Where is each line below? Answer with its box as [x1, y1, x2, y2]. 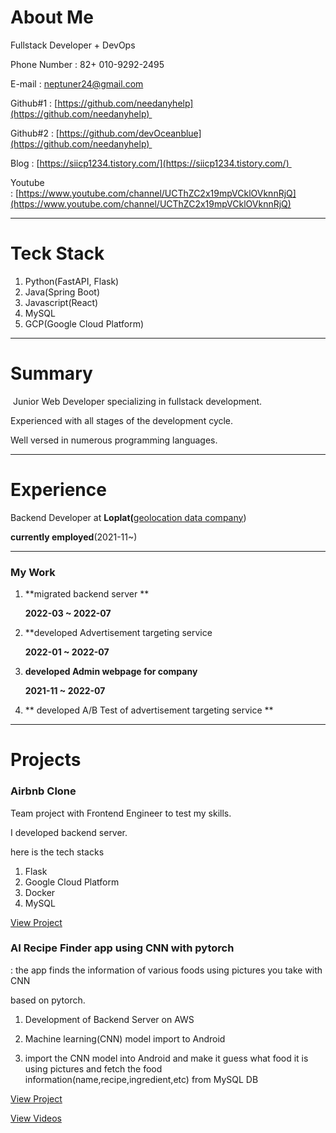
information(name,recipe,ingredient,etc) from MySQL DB [24, 1073, 259, 1085]
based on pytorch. [10, 994, 86, 1006]
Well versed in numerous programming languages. [10, 434, 218, 446]
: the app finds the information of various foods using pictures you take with [10, 964, 323, 976]
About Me [10, 6, 94, 29]
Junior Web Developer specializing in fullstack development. [12, 395, 263, 407]
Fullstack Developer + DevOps [10, 39, 136, 51]
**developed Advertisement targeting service [24, 627, 213, 639]
